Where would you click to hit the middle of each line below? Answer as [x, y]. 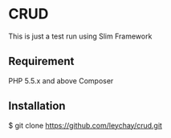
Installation [37, 106]
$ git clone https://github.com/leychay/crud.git [85, 125]
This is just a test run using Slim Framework [80, 36]
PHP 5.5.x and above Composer [61, 80]
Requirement [41, 61]
